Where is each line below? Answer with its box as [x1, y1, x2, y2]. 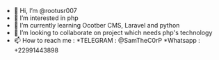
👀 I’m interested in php [13, 14, 79, 22]
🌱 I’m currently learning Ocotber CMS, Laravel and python [13, 21, 180, 29]
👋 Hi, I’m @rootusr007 [13, 7, 78, 14]
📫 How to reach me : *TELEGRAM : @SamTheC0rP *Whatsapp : [13, 37, 200, 44]
